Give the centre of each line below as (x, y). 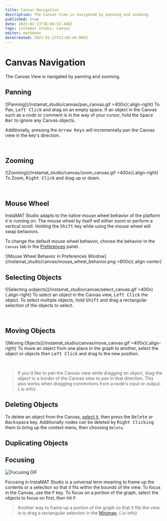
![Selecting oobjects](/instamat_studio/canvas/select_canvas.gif (71, 290)
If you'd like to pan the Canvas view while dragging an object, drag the (90, 373)
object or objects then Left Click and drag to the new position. (72, 353)
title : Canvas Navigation (32, 10)
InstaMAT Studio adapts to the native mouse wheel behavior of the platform (83, 215)
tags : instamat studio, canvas (38, 29)
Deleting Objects (32, 405)
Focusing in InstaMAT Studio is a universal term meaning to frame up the (80, 482)
